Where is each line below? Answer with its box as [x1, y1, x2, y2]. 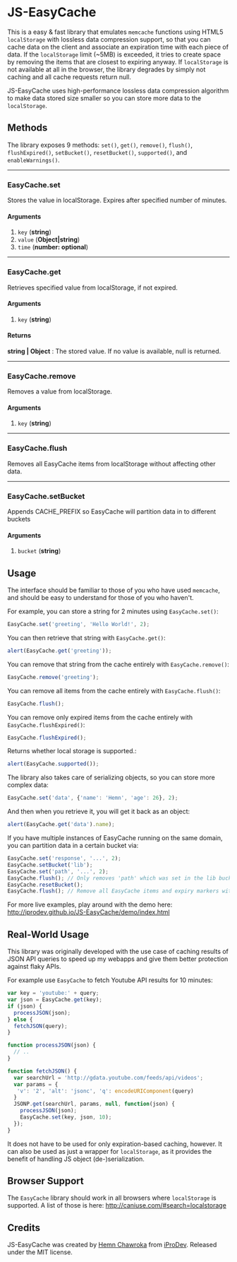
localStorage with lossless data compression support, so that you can [7, 35, 212, 43]
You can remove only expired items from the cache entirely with [7, 713, 193, 721]
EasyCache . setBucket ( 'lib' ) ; [7, 861, 93, 868]
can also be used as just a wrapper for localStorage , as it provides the [7, 1147, 212, 1155]
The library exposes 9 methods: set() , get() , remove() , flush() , [7, 141, 193, 149]
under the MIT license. [7, 1248, 73, 1256]
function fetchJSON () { [7, 1068, 78, 1075]
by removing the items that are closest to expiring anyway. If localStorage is [7, 57, 229, 66]
